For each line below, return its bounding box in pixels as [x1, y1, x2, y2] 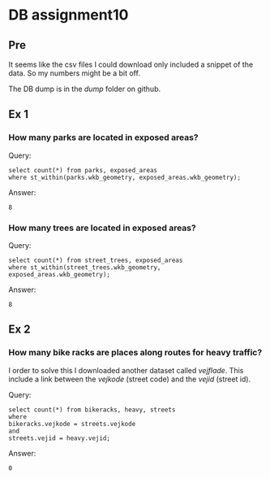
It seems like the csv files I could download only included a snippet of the [8, 59, 254, 69]
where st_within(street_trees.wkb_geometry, [8, 263, 161, 272]
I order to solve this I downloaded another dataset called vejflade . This [8, 365, 244, 375]
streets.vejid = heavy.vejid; [8, 433, 111, 442]
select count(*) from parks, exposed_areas [8, 166, 158, 174]
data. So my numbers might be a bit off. [8, 68, 140, 78]
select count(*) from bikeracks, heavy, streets [8, 405, 176, 414]
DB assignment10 [8, 6, 129, 24]
